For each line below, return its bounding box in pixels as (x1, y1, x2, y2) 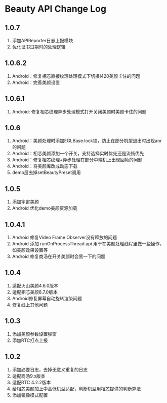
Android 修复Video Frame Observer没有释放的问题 (12, 235, 117, 241)
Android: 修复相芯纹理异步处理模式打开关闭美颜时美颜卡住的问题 (12, 108, 147, 114)
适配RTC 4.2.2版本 (12, 379, 51, 385)
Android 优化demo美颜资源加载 (12, 205, 78, 211)
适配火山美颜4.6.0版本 (12, 282, 59, 289)
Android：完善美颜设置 (12, 79, 60, 85)
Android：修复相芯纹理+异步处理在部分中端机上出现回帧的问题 (12, 157, 143, 163)
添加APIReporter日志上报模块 (12, 38, 73, 43)
